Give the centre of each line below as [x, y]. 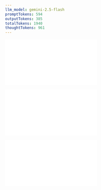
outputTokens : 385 [24, 19]
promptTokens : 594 [24, 14]
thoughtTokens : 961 [25, 28]
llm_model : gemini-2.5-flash [35, 10]
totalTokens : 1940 [24, 23]
